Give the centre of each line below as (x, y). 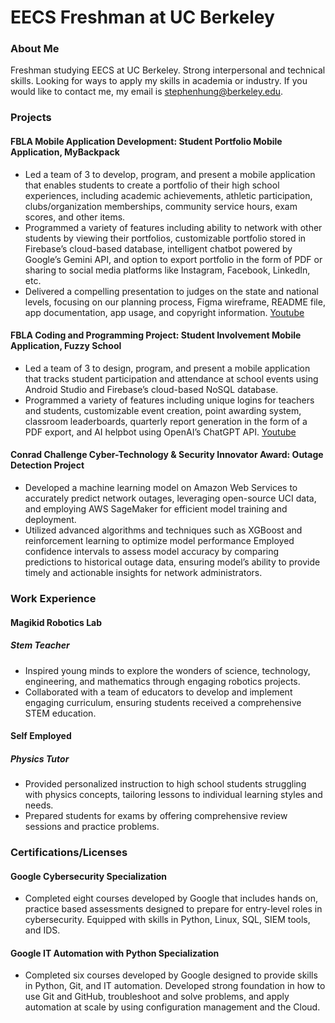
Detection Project (47, 465)
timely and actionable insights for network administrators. (143, 573)
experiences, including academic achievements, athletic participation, (168, 195)
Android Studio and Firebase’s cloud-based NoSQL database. (151, 389)
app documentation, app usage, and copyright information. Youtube (164, 312)
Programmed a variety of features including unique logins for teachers (169, 400)
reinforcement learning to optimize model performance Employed (159, 541)
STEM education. (60, 713)
